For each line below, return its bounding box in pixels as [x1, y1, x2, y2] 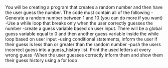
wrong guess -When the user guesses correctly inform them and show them [5, 52, 163, 58]
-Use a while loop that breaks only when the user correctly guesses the [5, 20, 153, 26]
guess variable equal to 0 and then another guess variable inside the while [5, 31, 159, 36]
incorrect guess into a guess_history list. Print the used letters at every [5, 47, 151, 52]
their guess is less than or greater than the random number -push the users [5, 41, 161, 47]
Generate [5, 15, 25, 20]
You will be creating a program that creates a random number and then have [5, 4, 163, 10]
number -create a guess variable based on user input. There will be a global [5, 25, 162, 31]
